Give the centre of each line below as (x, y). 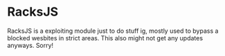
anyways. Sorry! (30, 45)
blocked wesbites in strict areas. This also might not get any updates (105, 38)
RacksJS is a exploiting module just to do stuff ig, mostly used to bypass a (113, 31)
